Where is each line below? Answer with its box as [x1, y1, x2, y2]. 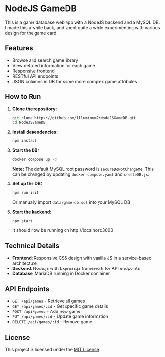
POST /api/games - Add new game [12, 309, 81, 314]
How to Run [5, 92, 41, 101]
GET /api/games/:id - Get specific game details [12, 303, 108, 309]
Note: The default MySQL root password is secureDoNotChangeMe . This [12, 166, 154, 172]
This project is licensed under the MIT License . [5, 347, 100, 353]
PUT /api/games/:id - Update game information [12, 313, 108, 319]
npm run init [12, 190, 39, 195]
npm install [12, 138, 37, 143]
